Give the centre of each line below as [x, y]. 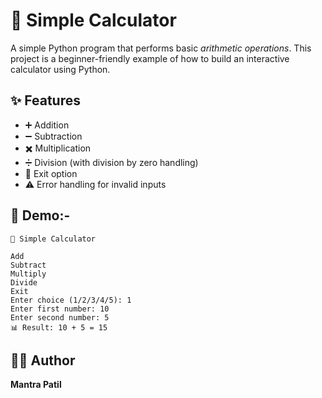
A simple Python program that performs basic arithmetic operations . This [161, 48]
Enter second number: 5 [60, 317]
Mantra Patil [36, 385]
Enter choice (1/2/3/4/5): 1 [71, 300]
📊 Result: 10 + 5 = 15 [59, 327]
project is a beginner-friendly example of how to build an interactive [150, 58]
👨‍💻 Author [43, 360]
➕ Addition [47, 125]
